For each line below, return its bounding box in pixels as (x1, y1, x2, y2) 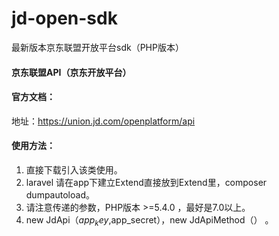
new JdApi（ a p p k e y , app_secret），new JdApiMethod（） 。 (25, 213, 274, 228)
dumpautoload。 (25, 188, 95, 201)
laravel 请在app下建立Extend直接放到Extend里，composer (25, 176, 268, 188)
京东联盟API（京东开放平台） (11, 66, 132, 78)
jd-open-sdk (11, 7, 118, 30)
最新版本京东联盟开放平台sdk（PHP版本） (11, 41, 184, 53)
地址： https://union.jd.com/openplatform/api (11, 115, 196, 127)
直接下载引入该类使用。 (25, 163, 123, 176)
